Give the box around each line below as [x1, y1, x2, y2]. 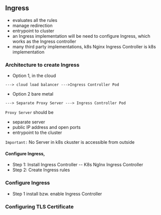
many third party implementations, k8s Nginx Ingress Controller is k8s [12, 43, 156, 49]
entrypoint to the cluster [12, 129, 62, 136]
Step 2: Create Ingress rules [12, 167, 70, 173]
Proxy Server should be [5, 109, 54, 115]
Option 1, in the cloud [12, 73, 56, 79]
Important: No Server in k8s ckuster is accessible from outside [5, 139, 135, 145]
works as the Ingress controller [12, 38, 76, 44]
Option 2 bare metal [12, 91, 54, 97]
